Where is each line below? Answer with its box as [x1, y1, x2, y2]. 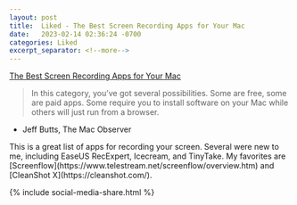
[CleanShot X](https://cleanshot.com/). [9, 170, 153, 181]
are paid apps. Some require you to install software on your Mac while [30, 97, 289, 108]
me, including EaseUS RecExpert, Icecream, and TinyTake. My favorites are [9, 151, 286, 161]
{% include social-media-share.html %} [9, 187, 155, 198]
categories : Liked [9, 37, 78, 47]
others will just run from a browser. [30, 107, 160, 118]
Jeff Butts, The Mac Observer [21, 124, 132, 135]
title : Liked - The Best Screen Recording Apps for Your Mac [9, 21, 245, 30]
